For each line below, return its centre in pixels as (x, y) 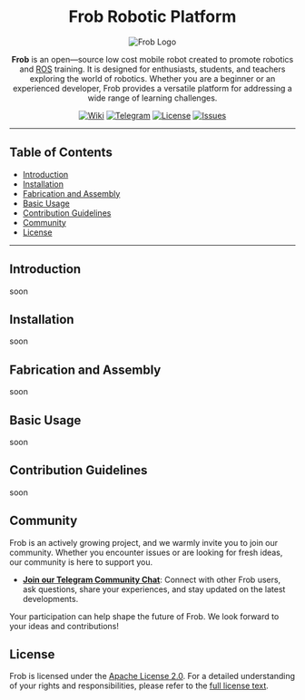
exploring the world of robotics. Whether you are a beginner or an (152, 78)
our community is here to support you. (81, 562)
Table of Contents (61, 153)
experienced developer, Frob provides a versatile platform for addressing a (152, 88)
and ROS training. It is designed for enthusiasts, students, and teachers (152, 69)
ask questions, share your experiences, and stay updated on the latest (154, 589)
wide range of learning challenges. (152, 98)
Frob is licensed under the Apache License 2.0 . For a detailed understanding (152, 676)
